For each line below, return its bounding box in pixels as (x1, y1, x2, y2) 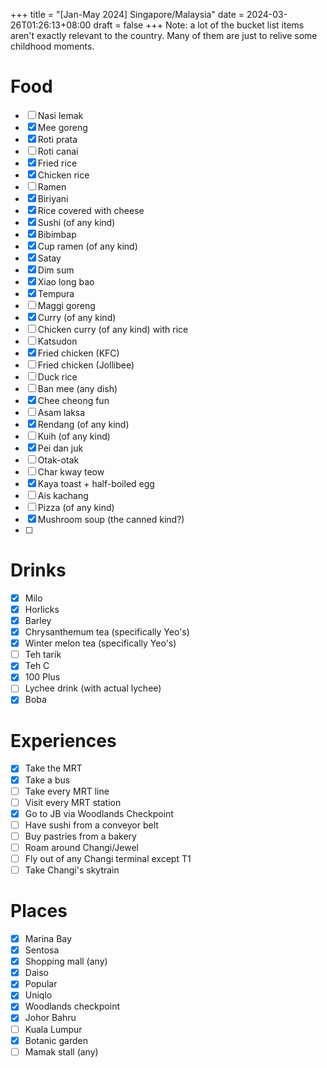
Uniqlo (24, 989, 53, 1001)
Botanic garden (24, 1034, 88, 1046)
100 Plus (24, 671, 61, 683)
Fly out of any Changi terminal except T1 (24, 852, 192, 864)
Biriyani (37, 192, 69, 204)
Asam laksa (37, 406, 86, 418)
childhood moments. (10, 40, 95, 52)
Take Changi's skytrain (24, 864, 120, 876)
